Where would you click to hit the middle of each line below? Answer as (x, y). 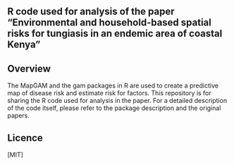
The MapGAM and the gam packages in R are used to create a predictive (113, 86)
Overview (29, 69)
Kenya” (24, 45)
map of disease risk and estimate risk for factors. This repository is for (109, 93)
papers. (18, 116)
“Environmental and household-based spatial (109, 23)
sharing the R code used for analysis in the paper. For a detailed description (117, 101)
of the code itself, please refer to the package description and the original (114, 108)
